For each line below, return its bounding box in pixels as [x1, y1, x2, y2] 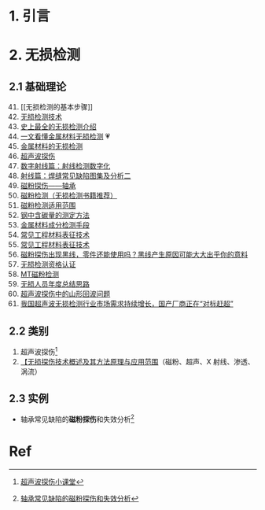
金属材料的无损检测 [20, 142, 83, 151]
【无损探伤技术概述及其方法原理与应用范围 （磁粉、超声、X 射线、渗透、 [20, 357, 255, 366]
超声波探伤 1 [20, 346, 58, 357]
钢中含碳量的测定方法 [20, 210, 90, 220]
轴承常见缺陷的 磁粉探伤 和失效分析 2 [20, 413, 134, 424]
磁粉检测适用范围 [20, 201, 76, 210]
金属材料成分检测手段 [20, 220, 90, 230]
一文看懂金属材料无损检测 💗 [20, 131, 111, 142]
